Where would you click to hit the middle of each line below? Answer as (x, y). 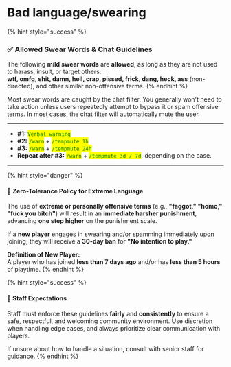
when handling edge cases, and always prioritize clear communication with (114, 328)
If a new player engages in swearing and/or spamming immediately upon (111, 234)
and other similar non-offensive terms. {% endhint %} (112, 86)
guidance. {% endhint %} (43, 356)
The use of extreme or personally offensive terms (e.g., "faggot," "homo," (115, 206)
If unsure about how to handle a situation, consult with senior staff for (106, 348)
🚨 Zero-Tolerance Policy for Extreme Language (75, 191)
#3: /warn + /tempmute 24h (54, 148)
